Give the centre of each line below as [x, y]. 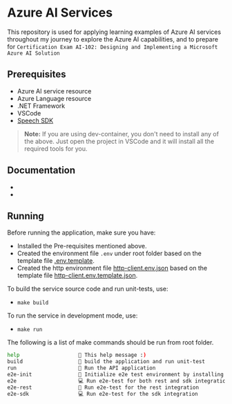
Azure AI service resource [54, 91]
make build [33, 303]
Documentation [41, 171]
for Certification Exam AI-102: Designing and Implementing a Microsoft [113, 46]
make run [30, 330]
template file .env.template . [56, 261]
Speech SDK [35, 120]
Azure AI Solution [33, 53]
